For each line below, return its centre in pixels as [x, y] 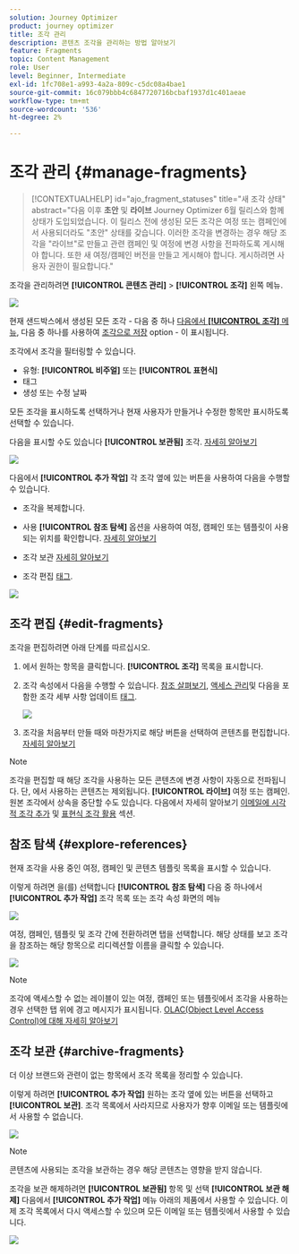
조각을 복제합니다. [53, 508]
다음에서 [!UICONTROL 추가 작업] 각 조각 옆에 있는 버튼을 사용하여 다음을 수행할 [150, 478]
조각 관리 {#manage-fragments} [128, 172]
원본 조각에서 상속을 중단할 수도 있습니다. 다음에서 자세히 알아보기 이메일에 [140, 802]
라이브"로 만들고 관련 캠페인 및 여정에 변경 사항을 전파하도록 [157, 244]
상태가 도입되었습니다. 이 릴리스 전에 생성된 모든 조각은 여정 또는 [143, 221]
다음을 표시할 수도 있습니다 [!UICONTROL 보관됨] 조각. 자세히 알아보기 [133, 442]
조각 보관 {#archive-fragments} [97, 1052]
